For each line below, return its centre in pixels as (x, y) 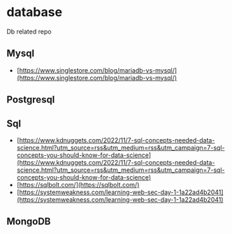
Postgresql (31, 100)
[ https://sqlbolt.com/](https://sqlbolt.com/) (78, 184)
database (35, 12)
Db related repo (29, 31)
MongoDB (29, 222)
